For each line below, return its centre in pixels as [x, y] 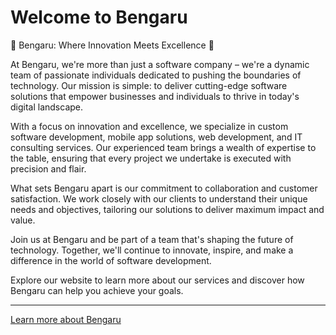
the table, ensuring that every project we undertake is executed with [151, 158]
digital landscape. [47, 107]
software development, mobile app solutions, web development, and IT [156, 137]
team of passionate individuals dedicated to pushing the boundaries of [156, 75]
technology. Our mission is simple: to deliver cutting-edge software [149, 85]
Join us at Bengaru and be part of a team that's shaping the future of [152, 239]
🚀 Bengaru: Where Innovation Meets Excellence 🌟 [112, 45]
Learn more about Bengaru [66, 319]
